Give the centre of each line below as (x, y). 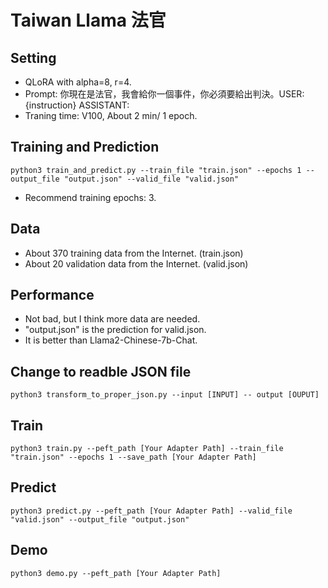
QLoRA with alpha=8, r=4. (78, 82)
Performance (52, 295)
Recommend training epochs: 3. (90, 197)
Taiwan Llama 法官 (88, 20)
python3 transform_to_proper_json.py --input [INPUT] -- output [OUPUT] (165, 395)
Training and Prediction (85, 147)
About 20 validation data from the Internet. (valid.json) (136, 263)
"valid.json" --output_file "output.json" (100, 519)
